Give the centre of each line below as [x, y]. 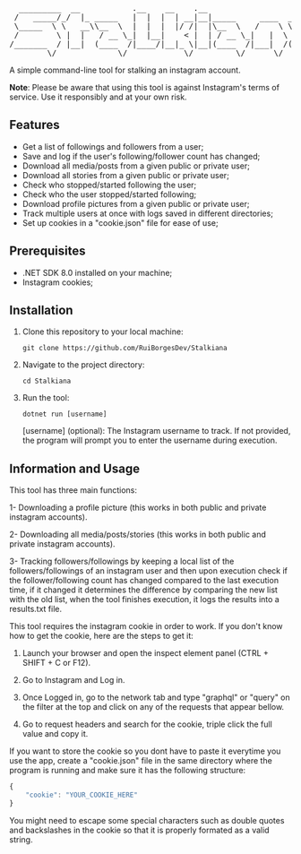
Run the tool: [46, 398]
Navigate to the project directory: [83, 365]
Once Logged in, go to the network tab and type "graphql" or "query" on [156, 697]
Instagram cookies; [58, 282]
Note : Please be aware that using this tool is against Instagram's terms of [145, 87]
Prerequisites [47, 251]
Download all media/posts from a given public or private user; [136, 166]
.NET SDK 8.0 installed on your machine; [97, 272]
